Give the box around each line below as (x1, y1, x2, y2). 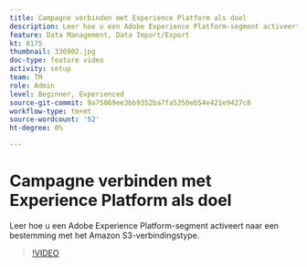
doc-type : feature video (9, 56, 104, 65)
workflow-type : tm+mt (9, 107, 92, 116)
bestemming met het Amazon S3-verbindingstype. (9, 230, 200, 241)
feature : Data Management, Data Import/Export (9, 30, 190, 39)
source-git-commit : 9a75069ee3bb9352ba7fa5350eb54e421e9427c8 (9, 98, 251, 108)
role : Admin (9, 81, 55, 90)
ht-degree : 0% (9, 124, 64, 133)
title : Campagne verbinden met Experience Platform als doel (9, 13, 248, 23)
